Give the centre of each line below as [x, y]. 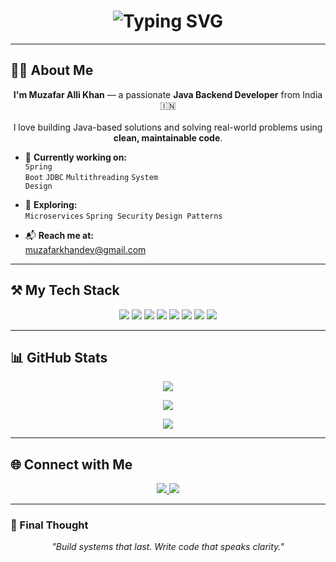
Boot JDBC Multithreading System [91, 177]
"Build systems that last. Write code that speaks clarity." [168, 547]
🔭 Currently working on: [76, 157]
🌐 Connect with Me [71, 464]
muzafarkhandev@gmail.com [85, 249]
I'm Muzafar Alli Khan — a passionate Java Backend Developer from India [168, 94]
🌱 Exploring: [51, 204]
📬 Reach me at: [59, 235]
